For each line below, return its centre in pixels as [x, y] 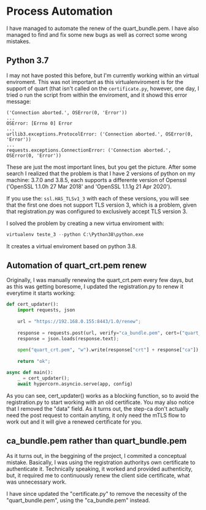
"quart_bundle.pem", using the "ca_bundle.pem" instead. [78, 500]
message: [19, 101]
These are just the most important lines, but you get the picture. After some [101, 167]
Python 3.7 [28, 60]
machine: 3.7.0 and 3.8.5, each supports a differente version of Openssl [97, 180]
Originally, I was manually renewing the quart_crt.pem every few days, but [100, 280]
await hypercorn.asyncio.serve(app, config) [75, 384]
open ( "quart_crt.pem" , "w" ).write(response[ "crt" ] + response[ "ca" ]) [108, 350]
